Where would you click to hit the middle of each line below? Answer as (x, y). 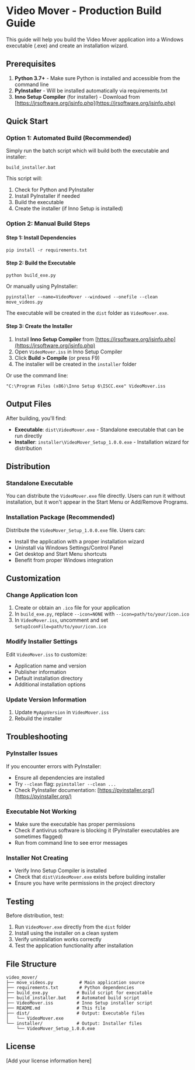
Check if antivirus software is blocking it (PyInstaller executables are (97, 830)
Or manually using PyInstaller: (42, 286)
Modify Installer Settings (42, 642)
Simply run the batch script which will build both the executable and (88, 151)
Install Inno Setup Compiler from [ (56, 339)
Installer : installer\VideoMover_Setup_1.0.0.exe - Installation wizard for (102, 442)
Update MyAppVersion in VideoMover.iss (62, 713)
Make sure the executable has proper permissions (75, 824)
